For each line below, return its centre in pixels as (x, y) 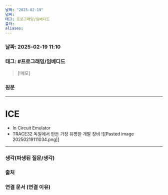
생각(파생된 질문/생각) (30, 158)
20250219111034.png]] (36, 139)
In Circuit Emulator (31, 127)
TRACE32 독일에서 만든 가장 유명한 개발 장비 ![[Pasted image (73, 133)
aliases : (14, 28)
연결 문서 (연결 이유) (28, 187)
